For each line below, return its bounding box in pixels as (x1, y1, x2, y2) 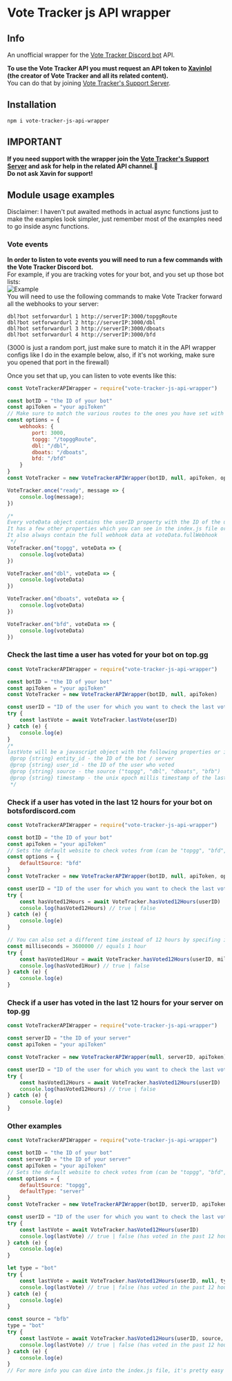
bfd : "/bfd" (32, 455, 67, 462)
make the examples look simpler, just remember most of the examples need (7, 215, 222, 223)
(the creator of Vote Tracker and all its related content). (7, 71, 169, 80)
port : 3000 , (32, 429, 67, 436)
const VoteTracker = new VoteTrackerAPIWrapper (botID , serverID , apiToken (7, 1201, 227, 1208)
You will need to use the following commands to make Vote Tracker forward (7, 292, 222, 301)
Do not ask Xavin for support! (7, 169, 93, 177)
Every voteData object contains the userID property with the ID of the (7, 519, 221, 526)
